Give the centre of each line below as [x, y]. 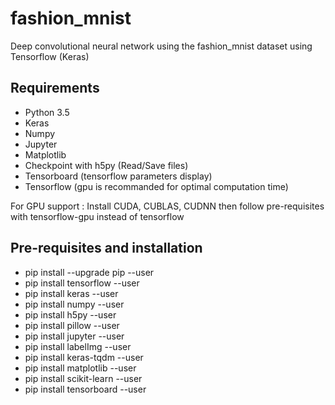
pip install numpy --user [74, 304]
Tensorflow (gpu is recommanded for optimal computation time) [156, 186]
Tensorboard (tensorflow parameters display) [118, 176]
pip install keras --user [71, 293]
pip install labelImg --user [78, 346]
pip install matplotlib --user [80, 368]
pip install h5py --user [70, 314]
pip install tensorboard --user [85, 389]
